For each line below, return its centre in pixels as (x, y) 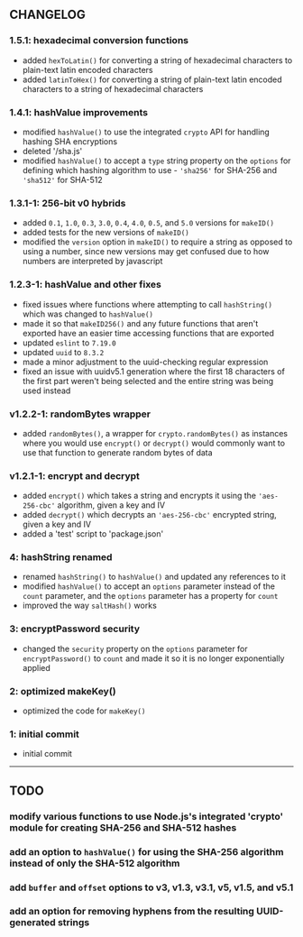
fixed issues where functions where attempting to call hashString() (147, 304)
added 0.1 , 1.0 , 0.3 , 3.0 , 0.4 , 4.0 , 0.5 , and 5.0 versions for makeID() (148, 223)
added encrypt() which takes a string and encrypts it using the (139, 496)
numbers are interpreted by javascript (92, 262)
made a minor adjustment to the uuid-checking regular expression (145, 362)
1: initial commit (44, 734)
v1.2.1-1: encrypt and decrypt (74, 475)
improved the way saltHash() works (90, 606)
